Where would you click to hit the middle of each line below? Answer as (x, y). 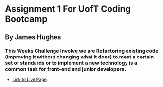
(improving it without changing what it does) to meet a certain (80, 57)
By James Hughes (33, 37)
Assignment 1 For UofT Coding (68, 9)
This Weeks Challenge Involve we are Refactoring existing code (82, 51)
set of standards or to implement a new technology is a (71, 63)
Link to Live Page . (30, 79)
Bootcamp (26, 19)
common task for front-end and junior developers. (66, 69)
